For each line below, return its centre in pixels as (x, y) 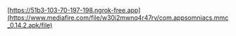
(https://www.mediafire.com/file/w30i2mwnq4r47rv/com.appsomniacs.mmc (118, 18)
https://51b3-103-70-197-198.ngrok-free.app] (75, 10)
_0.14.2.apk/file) (30, 25)
